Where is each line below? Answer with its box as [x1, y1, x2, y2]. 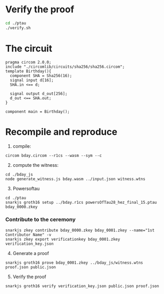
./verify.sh [5, 25, 31, 30]
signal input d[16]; [10, 77, 54, 83]
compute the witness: [12, 162, 59, 168]
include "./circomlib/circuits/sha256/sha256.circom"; [5, 64, 125, 69]
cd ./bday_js [5, 172, 33, 177]
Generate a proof [12, 250, 49, 256]
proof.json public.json [5, 264, 56, 270]
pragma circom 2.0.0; [5, 60, 52, 65]
